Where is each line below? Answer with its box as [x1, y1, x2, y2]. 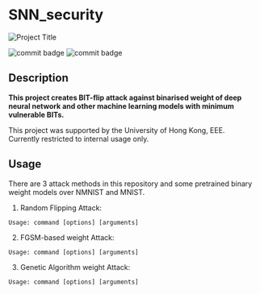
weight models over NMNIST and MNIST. [8, 187, 145, 197]
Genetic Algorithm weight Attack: [19, 262, 131, 271]
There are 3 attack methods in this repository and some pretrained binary [8, 179, 253, 188]
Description [8, 71, 69, 85]
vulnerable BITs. [8, 110, 65, 119]
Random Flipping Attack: [19, 203, 103, 213]
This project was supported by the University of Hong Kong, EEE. [8, 125, 225, 135]
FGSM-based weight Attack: [19, 232, 115, 242]
